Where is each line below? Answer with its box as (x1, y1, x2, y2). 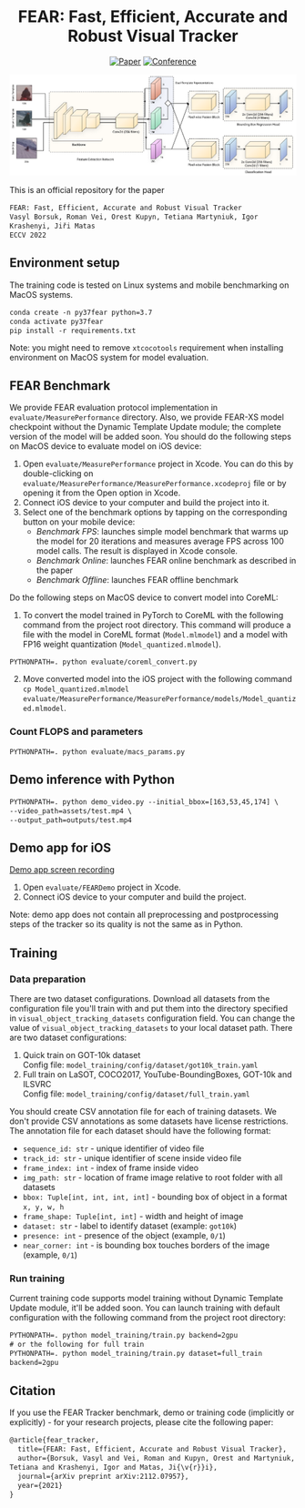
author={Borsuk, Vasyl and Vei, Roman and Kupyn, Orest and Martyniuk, (17, 1454, 296, 1463)
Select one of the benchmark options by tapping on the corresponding (22, 507, 288, 518)
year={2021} (17, 1482, 64, 1491)
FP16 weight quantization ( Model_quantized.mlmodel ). (22, 639, 221, 650)
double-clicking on (22, 468, 94, 479)
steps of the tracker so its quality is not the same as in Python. (9, 919, 243, 930)
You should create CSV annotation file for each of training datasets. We (9, 1106, 278, 1117)
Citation (9, 1382, 56, 1399)
